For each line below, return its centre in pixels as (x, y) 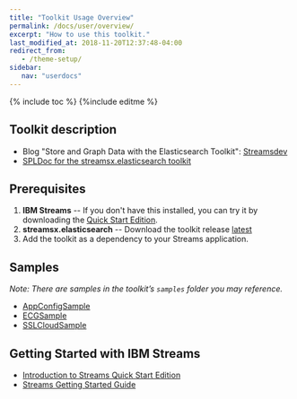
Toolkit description (63, 130)
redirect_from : (38, 51)
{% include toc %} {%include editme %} (84, 101)
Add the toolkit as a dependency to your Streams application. (135, 239)
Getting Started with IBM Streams (105, 354)
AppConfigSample (56, 307)
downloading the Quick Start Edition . (90, 220)
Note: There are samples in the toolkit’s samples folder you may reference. (146, 289)
